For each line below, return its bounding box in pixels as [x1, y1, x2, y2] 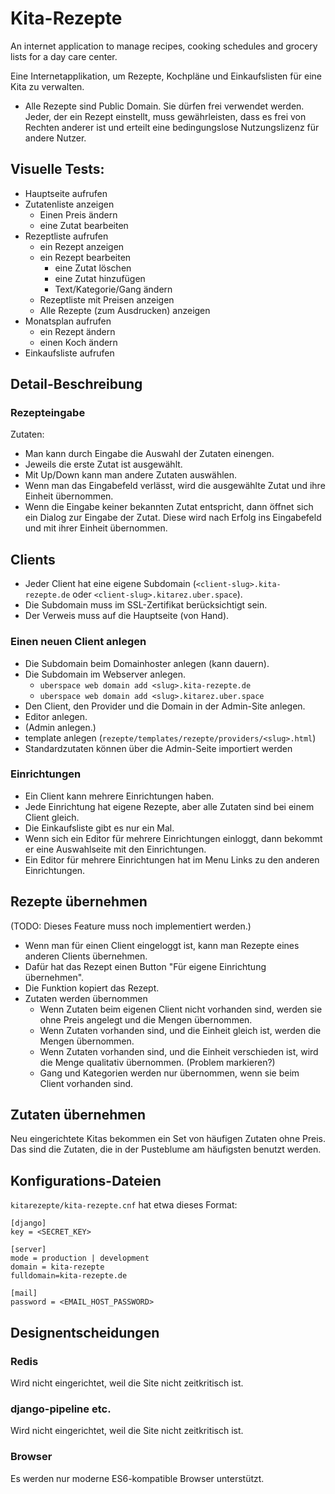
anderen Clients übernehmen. [24, 950, 148, 962]
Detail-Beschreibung [10, 376, 143, 393]
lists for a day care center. [10, 50, 118, 62]
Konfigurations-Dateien [10, 1172, 162, 1189]
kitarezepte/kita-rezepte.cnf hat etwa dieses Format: [10, 1199, 238, 1211]
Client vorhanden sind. [39, 1077, 134, 1089]
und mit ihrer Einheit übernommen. [24, 522, 168, 534]
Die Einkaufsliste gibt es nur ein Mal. [24, 822, 175, 834]
